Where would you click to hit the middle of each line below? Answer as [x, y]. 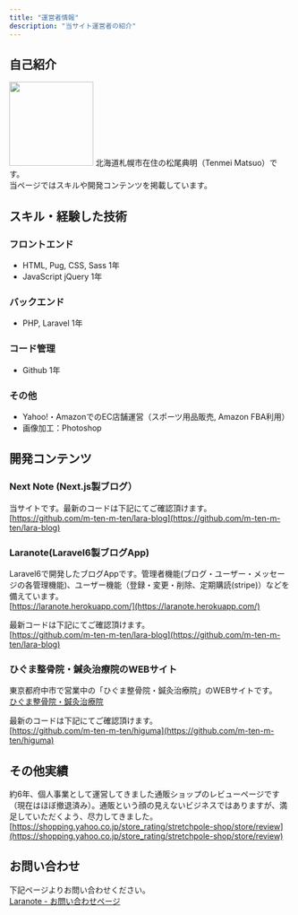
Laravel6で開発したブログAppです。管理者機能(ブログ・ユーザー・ [132, 573]
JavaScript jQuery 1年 [62, 276]
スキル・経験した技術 [68, 216]
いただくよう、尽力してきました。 [95, 816]
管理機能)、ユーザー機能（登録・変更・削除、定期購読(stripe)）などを [161, 585]
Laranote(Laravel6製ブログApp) [79, 553]
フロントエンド [42, 244]
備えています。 [36, 596]
